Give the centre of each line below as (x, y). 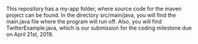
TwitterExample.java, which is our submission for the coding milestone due (99, 28)
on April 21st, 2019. (30, 34)
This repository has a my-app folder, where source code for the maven (94, 9)
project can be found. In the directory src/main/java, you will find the (91, 15)
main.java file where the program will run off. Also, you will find (84, 21)
